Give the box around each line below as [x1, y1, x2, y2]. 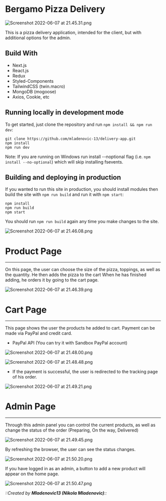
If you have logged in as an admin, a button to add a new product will [5, 466, 146, 472]
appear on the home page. [5, 471, 59, 477]
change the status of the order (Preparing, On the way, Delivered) [5, 427, 139, 433]
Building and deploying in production [5, 173, 121, 181]
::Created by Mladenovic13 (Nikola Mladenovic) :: [5, 490, 107, 496]
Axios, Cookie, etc [12, 94, 50, 100]
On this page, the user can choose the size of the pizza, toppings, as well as [5, 267, 161, 273]
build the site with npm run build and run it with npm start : [5, 192, 124, 198]
